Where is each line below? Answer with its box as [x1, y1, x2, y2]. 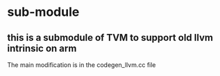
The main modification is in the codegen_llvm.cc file [7, 61, 156, 69]
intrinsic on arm [7, 42, 77, 54]
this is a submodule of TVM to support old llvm [7, 32, 214, 44]
